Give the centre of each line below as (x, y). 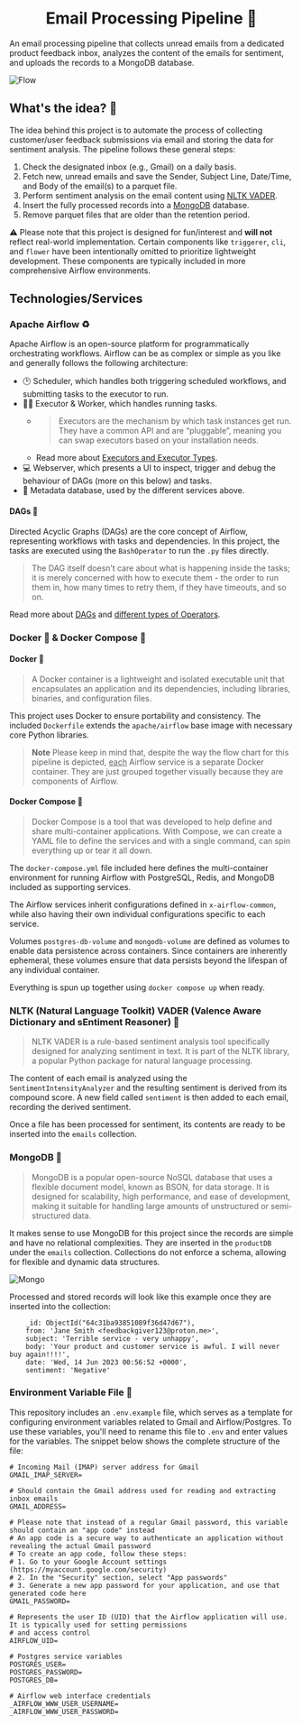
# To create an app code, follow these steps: (98, 1554)
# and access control (50, 1633)
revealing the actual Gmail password (80, 1546)
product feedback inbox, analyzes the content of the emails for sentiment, (146, 52)
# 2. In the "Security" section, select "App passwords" (119, 1577)
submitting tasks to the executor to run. (95, 394)
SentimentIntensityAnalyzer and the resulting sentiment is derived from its (148, 1088)
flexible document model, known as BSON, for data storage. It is (151, 1187)
